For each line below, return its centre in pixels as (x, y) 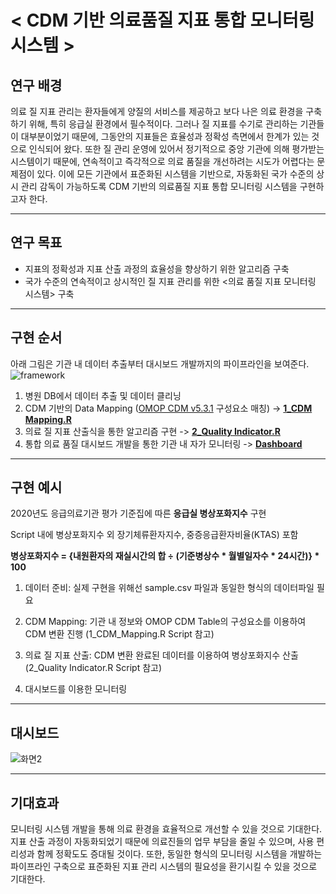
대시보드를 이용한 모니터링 (76, 689)
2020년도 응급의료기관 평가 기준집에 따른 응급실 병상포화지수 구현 (138, 513)
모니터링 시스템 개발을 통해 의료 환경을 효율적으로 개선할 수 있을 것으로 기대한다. (166, 829)
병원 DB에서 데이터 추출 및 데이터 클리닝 (103, 395)
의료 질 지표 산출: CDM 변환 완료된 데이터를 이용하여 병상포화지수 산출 (161, 655)
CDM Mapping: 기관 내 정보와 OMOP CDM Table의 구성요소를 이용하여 (165, 622)
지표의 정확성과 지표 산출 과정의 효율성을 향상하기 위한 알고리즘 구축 (157, 268)
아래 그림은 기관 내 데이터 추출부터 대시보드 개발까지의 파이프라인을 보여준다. (160, 363)
